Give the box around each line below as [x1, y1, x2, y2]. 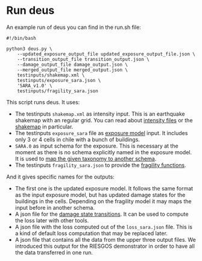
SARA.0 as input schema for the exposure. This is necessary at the [14, 142, 179, 149]
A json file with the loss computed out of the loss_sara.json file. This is [14, 223, 193, 230]
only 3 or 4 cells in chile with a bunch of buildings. [14, 136, 140, 143]
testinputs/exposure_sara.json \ [17, 77, 101, 83]
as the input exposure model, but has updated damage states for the [14, 191, 186, 198]
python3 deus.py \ [6, 46, 52, 52]
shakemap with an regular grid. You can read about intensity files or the [14, 116, 193, 124]
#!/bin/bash [6, 35, 36, 41]
